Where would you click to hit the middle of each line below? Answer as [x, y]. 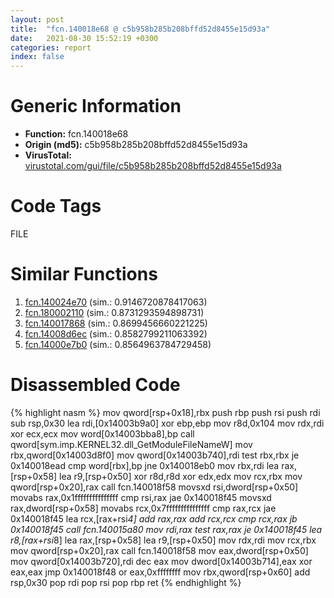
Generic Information [96, 106]
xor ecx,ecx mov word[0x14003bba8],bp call [102, 433]
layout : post [37, 19]
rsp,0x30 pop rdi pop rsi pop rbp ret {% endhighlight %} [126, 582]
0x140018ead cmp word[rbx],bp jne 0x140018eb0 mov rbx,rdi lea [145, 465]
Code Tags [56, 206]
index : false [37, 57]
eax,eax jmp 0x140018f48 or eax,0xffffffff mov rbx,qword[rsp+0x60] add [160, 572]
